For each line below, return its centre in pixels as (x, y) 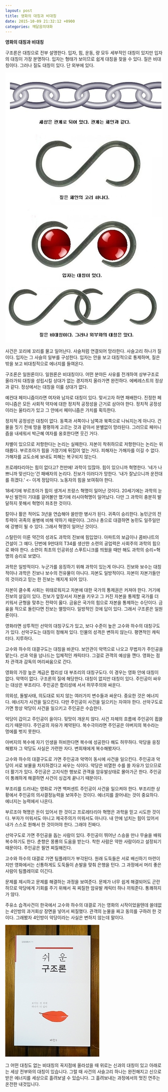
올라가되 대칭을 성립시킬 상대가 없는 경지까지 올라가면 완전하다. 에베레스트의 (79, 381)
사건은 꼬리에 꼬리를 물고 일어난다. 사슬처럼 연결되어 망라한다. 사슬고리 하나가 (81, 351)
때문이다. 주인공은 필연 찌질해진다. (39, 848)
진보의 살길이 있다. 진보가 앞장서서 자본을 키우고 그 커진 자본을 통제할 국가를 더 (82, 597)
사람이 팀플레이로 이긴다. (29, 871)
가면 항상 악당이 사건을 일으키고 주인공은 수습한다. (54, 708)
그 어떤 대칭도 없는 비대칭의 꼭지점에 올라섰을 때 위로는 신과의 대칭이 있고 (77, 1065)
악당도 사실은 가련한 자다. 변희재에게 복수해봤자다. (73, 748)
